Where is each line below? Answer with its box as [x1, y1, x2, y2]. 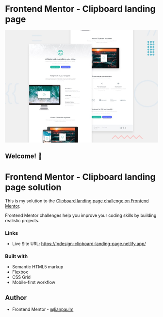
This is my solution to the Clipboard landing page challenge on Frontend [5, 198, 149, 204]
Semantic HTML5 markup [12, 264, 64, 270]
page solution [5, 182, 62, 193]
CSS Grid [12, 274, 31, 280]
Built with [5, 253, 28, 260]
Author [5, 293, 27, 302]
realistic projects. [5, 217, 40, 223]
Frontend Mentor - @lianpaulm [12, 306, 74, 312]
